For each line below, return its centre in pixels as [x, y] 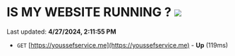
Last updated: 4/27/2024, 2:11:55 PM [61, 31]
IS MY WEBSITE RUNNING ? [89, 12]
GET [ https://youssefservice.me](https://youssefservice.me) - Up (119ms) [122, 45]
